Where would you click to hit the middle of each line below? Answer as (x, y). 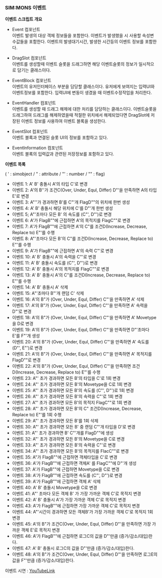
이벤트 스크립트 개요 (24, 19)
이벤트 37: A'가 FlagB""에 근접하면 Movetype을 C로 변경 (66, 469)
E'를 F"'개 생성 (26, 336)
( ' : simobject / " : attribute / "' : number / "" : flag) (55, 174)
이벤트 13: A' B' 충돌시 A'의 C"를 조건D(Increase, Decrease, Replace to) (81, 275)
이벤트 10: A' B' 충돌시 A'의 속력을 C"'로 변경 (54, 257)
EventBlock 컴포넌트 (32, 81)
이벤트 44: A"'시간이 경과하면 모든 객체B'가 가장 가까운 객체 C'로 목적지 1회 (82, 512)
